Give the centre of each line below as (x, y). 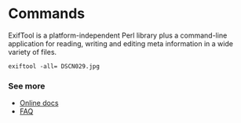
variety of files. (33, 52)
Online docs (39, 103)
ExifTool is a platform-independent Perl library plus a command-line (118, 35)
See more (27, 85)
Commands (47, 14)
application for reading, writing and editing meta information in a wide (121, 43)
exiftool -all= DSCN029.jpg (54, 66)
